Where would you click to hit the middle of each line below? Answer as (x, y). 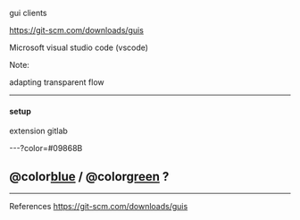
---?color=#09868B (46, 148)
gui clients (28, 13)
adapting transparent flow (57, 82)
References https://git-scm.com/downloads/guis (99, 207)
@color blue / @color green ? (89, 177)
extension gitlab (39, 131)
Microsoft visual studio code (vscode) (79, 47)
